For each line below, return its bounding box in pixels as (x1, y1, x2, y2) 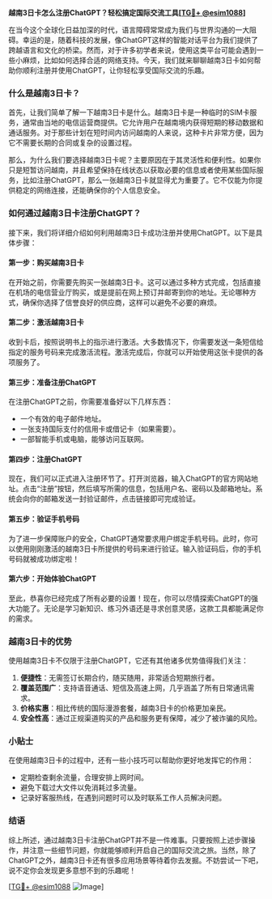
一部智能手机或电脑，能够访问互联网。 (19, 435, 148, 444)
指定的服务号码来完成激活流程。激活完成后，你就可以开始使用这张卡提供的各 (8, 347, 264, 357)
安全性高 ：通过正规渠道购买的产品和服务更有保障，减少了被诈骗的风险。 (19, 714, 261, 723)
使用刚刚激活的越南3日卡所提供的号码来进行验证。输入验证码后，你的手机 (15, 544, 261, 553)
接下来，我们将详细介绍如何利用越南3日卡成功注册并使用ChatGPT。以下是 (8, 227, 257, 237)
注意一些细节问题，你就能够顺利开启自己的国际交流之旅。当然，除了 (29, 845, 257, 854)
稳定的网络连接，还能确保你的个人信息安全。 (15, 185, 164, 195)
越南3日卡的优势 (8, 635, 73, 647)
